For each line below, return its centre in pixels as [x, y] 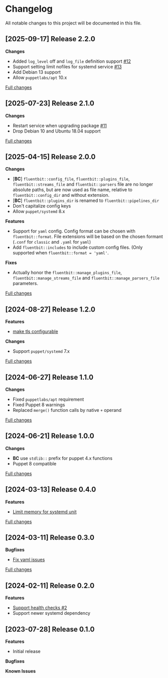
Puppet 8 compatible [35, 463]
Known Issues [21, 671]
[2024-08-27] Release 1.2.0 [50, 309]
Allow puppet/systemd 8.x [39, 212]
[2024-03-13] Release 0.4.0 [51, 490]
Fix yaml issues [29, 560]
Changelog [29, 9]
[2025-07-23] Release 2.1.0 [50, 103]
